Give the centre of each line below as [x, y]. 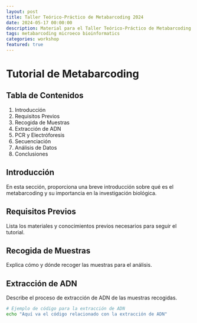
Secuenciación [33, 141]
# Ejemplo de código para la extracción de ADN [66, 309]
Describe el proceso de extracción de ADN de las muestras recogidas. [92, 298]
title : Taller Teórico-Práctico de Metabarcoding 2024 [75, 17]
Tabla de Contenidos [45, 96]
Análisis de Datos [36, 147]
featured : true [25, 45]
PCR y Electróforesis [40, 135]
